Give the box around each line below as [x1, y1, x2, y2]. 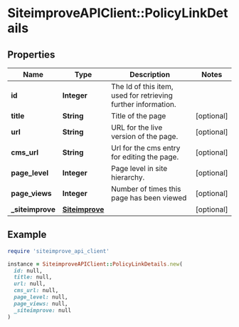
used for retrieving [111, 90, 173, 100]
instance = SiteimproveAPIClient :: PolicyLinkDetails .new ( [7, 260, 183, 268]
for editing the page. [111, 152, 179, 162]
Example [7, 229, 47, 241]
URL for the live [111, 123, 163, 133]
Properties [7, 48, 55, 61]
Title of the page [111, 111, 166, 120]
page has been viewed [111, 193, 187, 202]
